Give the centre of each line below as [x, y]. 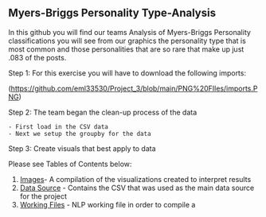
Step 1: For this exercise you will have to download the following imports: [127, 73]
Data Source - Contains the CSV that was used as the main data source [137, 188]
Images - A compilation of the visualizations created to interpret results [135, 179]
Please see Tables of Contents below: [70, 164]
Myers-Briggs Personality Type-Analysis [112, 13]
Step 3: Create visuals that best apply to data [82, 148]
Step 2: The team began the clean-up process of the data [103, 112]
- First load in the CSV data [59, 126]
